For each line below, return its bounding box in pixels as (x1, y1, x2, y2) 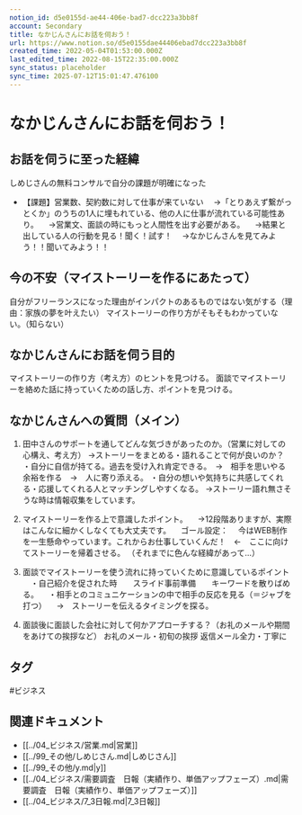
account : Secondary (9, 22, 83, 31)
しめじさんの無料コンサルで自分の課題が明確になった (9, 177, 207, 188)
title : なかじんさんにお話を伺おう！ (9, 30, 132, 39)
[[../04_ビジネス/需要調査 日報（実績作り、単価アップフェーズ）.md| (22, 773, 281, 784)
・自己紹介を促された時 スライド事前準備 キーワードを (30, 578, 259, 589)
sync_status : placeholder (9, 64, 106, 73)
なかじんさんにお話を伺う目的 (9, 347, 175, 363)
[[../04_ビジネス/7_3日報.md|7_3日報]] (22, 795, 161, 806)
